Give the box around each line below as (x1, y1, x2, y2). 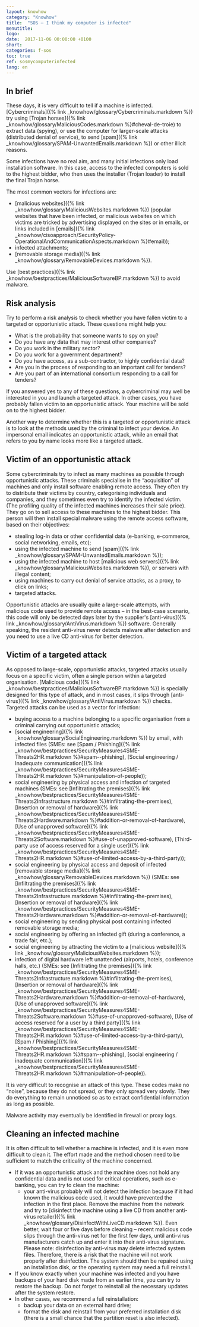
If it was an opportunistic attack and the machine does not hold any (14, 1169, 180, 1176)
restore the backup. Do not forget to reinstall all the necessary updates (14, 1283, 188, 1290)
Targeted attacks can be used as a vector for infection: (6, 703, 141, 711)
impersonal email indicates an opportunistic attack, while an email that (6, 431, 178, 438)
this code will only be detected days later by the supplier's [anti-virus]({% (6, 613, 187, 621)
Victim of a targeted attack (6, 650, 107, 660)
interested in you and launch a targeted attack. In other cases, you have (6, 394, 182, 401)
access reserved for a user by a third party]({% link (14, 1019, 141, 1026)
